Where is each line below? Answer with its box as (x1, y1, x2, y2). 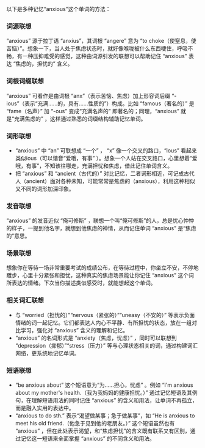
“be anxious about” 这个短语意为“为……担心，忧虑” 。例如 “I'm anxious (15, 381, 193, 389)
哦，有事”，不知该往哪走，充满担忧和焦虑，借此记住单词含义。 (15, 162, 173, 170)
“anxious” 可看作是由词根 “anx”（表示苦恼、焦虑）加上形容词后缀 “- (6, 92, 177, 99)
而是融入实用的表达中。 (15, 405, 74, 412)
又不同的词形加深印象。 (15, 185, 74, 192)
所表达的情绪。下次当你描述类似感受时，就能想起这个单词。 (6, 279, 156, 286)
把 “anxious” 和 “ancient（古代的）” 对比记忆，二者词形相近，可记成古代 (15, 170, 195, 177)
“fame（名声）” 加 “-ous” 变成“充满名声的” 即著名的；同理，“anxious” (6, 107, 180, 114)
